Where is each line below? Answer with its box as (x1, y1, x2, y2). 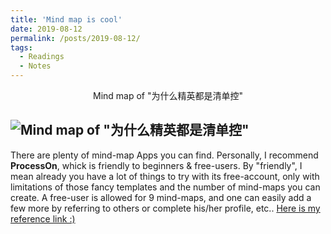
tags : (10, 42, 33, 53)
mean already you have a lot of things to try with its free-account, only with (10, 170, 320, 182)
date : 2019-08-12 (10, 24, 83, 34)
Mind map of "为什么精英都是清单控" (92, 90, 243, 101)
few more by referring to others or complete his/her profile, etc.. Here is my (10, 202, 321, 214)
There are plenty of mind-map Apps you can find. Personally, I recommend (10, 149, 319, 161)
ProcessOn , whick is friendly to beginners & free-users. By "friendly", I (10, 159, 303, 171)
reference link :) (10, 212, 76, 225)
